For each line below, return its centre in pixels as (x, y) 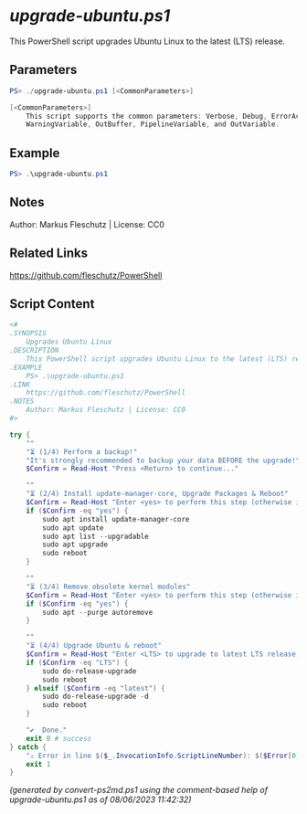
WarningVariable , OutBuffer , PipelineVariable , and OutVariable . (153, 124)
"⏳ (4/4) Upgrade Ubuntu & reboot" (94, 646)
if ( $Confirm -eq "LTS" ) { (77, 662)
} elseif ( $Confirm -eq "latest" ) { (96, 688)
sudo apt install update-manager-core (116, 519)
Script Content (52, 304)
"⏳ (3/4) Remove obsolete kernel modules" (108, 587)
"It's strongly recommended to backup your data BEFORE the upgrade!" (163, 460)
